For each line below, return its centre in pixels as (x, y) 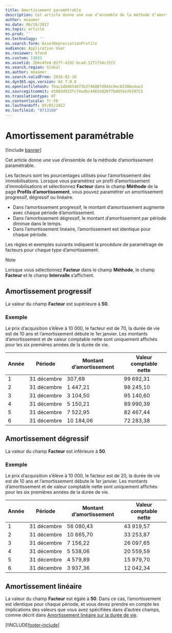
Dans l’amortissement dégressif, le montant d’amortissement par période (89, 218)
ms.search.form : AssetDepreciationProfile (51, 44)
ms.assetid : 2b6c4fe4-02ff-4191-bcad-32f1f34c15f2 (60, 63)
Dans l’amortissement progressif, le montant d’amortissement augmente (89, 207)
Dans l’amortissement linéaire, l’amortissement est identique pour (82, 229)
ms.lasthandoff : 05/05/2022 (35, 106)
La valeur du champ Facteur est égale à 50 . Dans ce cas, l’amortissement (83, 599)
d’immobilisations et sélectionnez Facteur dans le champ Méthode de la (82, 186)
